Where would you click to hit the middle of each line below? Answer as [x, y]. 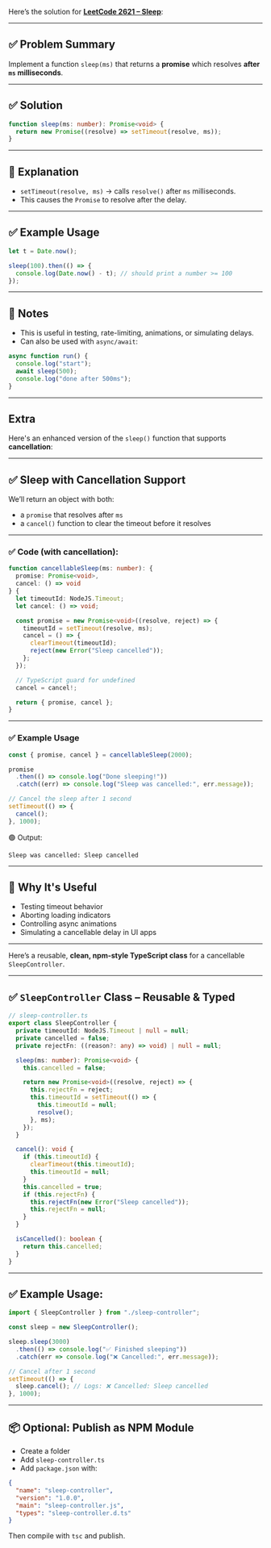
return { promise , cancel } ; [65, 702]
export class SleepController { [63, 1024]
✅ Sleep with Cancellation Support [97, 480]
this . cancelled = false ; [65, 1068]
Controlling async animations [68, 924]
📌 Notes [29, 313]
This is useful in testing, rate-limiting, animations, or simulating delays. [137, 333]
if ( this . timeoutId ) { [61, 1157]
